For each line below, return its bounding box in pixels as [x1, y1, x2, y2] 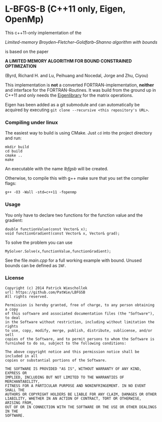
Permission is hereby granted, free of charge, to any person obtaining [5, 303, 155, 307]
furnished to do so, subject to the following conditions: [5, 341, 127, 346]
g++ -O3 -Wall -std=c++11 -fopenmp [5, 190, 77, 195]
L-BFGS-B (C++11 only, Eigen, [5, 3, 126, 15]
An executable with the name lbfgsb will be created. [5, 166, 109, 172]
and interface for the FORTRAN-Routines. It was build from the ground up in [5, 87, 156, 93]
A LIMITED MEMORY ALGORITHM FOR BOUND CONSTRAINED [5, 58, 132, 64]
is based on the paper [5, 49, 49, 54]
